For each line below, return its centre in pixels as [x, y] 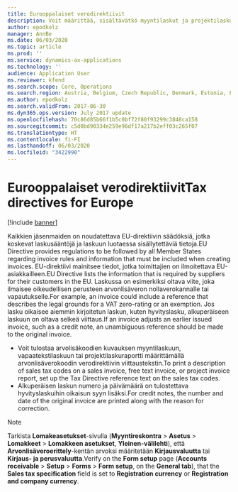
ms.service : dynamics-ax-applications [64, 60]
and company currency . [43, 481]
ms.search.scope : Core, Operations [60, 87]
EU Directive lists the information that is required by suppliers [136, 273]
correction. [34, 408]
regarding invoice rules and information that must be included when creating [119, 258]
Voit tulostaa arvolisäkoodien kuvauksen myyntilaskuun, [99, 348]
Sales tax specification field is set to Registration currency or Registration [118, 474]
